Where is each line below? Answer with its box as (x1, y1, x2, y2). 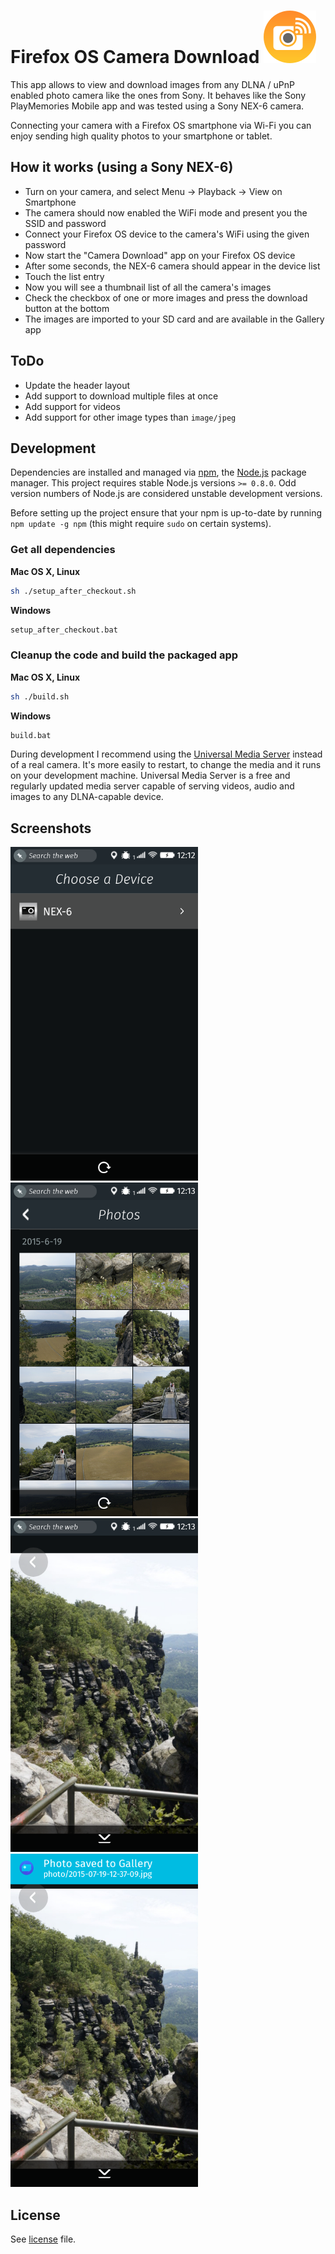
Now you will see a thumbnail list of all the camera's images (24, 281, 272, 293)
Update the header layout (24, 379, 130, 391)
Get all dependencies (10, 543, 116, 557)
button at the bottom (24, 302, 110, 314)
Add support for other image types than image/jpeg (24, 411, 237, 423)
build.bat (10, 730, 52, 740)
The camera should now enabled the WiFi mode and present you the (24, 206, 308, 219)
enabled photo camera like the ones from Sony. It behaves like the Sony (10, 89, 307, 101)
